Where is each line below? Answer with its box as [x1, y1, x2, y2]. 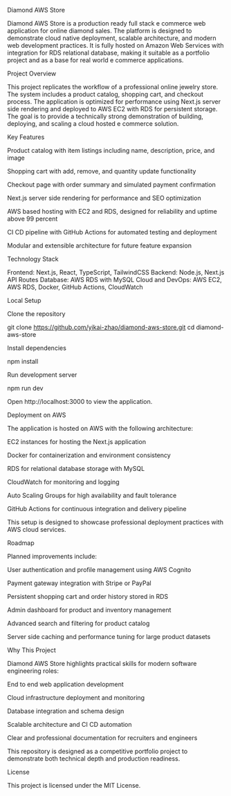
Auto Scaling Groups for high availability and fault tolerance [7, 491, 177, 499]
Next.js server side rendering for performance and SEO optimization [7, 194, 202, 202]
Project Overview [7, 69, 57, 77]
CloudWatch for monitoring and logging [7, 478, 120, 486]
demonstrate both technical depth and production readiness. [7, 755, 181, 763]
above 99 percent [7, 214, 58, 223]
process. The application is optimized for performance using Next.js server [7, 98, 221, 106]
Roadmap [7, 539, 35, 547]
